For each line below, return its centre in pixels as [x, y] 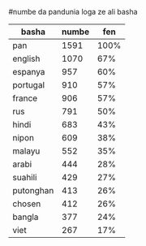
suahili [25, 177]
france [25, 98]
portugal [29, 85]
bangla [26, 217]
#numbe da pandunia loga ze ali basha [73, 12]
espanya [29, 72]
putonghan [33, 190]
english [26, 58]
